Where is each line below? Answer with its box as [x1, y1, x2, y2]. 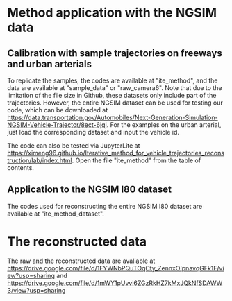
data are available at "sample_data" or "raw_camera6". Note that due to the [7, 84, 222, 92]
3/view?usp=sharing [7, 286, 66, 294]
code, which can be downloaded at [7, 106, 108, 114]
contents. [7, 164, 35, 171]
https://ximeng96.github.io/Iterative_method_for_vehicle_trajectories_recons [7, 149, 224, 157]
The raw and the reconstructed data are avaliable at [7, 257, 156, 265]
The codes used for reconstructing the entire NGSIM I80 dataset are [7, 202, 203, 210]
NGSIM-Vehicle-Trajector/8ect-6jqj [7, 121, 108, 129]
